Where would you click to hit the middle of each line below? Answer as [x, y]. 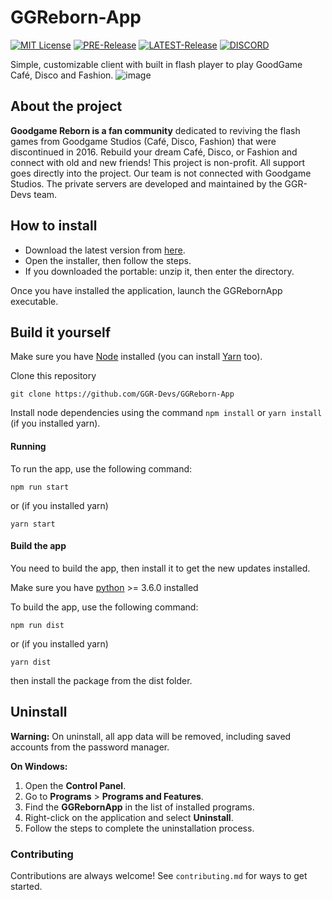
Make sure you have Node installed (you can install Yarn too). [136, 357]
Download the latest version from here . [105, 250]
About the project [66, 106]
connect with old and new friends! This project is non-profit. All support [158, 162]
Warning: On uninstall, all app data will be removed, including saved [151, 736]
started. [26, 886]
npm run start [40, 487]
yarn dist [31, 662]
